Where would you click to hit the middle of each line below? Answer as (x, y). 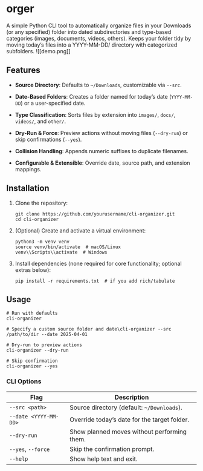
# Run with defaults (32, 314)
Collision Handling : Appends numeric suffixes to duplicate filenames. (101, 151)
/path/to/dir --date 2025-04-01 (47, 335)
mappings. (28, 169)
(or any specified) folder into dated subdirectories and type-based (89, 31)
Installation (28, 189)
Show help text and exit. (103, 459)
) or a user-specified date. (53, 103)
